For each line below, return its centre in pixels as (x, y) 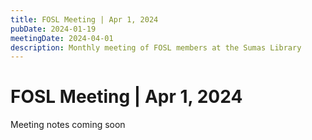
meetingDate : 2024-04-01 (62, 38)
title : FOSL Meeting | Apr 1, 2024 (84, 19)
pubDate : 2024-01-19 (53, 29)
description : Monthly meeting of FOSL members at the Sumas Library (156, 47)
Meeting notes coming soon (68, 125)
